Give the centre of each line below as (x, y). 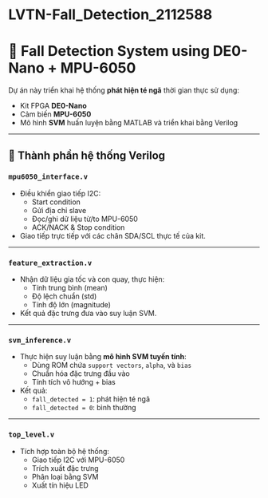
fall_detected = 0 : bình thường (84, 408)
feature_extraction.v (50, 263)
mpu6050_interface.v (48, 177)
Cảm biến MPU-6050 (55, 114)
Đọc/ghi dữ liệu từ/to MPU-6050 (85, 219)
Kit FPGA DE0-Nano (53, 106)
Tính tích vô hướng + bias (73, 382)
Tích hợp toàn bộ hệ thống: (65, 451)
